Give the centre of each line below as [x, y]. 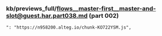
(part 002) [104, 15]
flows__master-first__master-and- [106, 9]
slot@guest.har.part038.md [47, 15]
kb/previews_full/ [31, 9]
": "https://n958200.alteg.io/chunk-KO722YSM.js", [69, 27]
